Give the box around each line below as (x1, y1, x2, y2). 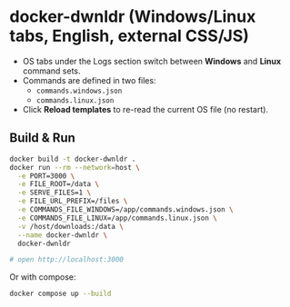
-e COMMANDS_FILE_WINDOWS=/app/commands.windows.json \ (17, 205, 234, 214)
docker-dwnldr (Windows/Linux (9, 6, 256, 27)
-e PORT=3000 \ (17, 171, 75, 181)
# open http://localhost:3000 (9, 255, 125, 264)
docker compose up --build (9, 289, 112, 299)
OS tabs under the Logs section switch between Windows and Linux (22, 55, 282, 66)
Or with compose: (9, 272, 76, 282)
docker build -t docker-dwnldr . (9, 154, 136, 163)
